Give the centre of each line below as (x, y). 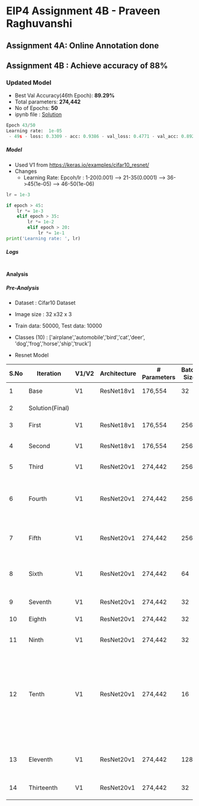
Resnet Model (32, 355)
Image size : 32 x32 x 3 (43, 314)
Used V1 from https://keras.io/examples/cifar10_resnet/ (82, 165)
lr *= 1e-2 (41, 222)
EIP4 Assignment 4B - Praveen (83, 11)
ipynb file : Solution (38, 115)
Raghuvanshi (39, 23)
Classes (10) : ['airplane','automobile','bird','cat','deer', (80, 338)
